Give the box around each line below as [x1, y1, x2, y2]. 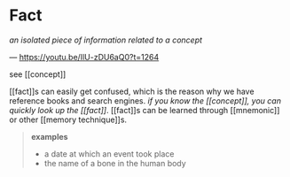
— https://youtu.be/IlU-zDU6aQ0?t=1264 [9, 51, 160, 62]
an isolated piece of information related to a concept [9, 35, 202, 45]
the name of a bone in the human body [43, 158, 186, 168]
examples [30, 131, 68, 142]
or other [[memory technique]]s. [9, 114, 127, 125]
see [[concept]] [9, 68, 67, 80]
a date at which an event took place [43, 148, 175, 159]
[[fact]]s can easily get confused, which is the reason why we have [9, 86, 255, 96]
